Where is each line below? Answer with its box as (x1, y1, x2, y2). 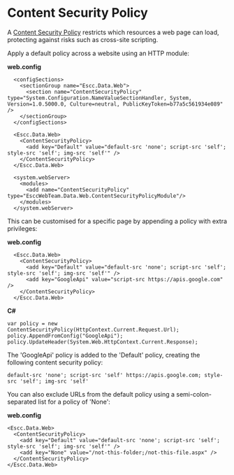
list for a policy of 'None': (38, 397, 110, 406)
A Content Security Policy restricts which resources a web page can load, (7, 28, 219, 36)
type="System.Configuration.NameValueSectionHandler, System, (7, 94, 192, 101)
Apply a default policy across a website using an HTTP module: (7, 49, 190, 57)
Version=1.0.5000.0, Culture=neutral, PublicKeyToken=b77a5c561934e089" (7, 100, 224, 108)
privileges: (7, 224, 38, 232)
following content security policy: (7, 358, 103, 367)
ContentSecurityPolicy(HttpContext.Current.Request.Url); (7, 326, 180, 333)
